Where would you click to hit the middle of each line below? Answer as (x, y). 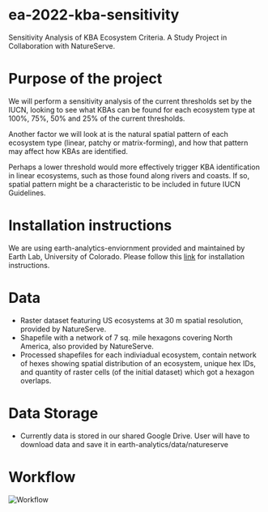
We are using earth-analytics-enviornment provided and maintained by (127, 248)
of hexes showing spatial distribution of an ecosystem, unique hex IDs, (138, 363)
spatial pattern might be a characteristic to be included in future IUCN (125, 184)
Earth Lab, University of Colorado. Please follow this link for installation (127, 256)
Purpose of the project (85, 79)
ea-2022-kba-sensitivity (94, 15)
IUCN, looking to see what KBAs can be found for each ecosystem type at (132, 109)
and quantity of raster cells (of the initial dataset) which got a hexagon (137, 372)
